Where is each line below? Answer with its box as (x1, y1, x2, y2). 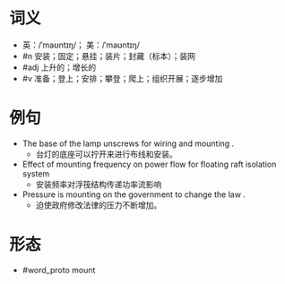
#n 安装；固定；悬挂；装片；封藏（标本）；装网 (22, 50, 195, 61)
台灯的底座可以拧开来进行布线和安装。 (35, 149, 177, 159)
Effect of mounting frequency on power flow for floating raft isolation (22, 159, 277, 169)
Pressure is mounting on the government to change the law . (22, 189, 246, 200)
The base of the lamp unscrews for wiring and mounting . (22, 138, 235, 149)
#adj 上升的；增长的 (22, 62, 97, 73)
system (22, 168, 50, 179)
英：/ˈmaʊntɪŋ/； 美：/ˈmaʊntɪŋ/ (22, 39, 141, 50)
